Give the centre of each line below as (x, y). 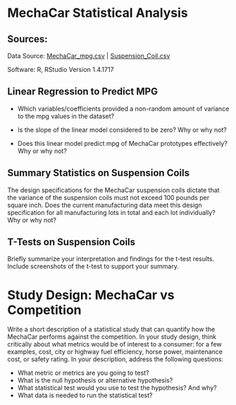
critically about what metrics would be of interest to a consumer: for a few (114, 344)
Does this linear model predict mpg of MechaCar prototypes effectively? (122, 143)
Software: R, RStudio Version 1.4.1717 (61, 69)
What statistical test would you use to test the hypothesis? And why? (117, 388)
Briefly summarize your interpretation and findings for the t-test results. (111, 259)
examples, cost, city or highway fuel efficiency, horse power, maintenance (115, 352)
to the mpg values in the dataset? (66, 116)
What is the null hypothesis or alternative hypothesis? (95, 380)
